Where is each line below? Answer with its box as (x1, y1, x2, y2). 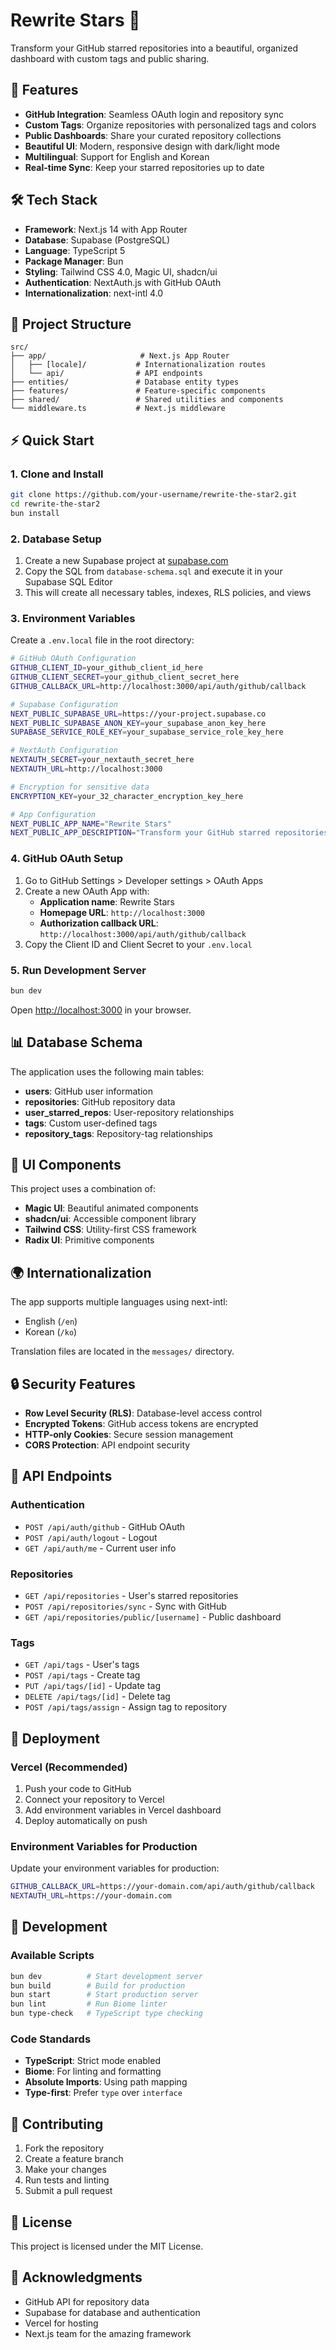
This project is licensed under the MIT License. (10, 2240, 204, 2252)
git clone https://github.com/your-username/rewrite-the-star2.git (10, 490, 298, 500)
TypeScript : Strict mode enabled (24, 2055, 161, 2067)
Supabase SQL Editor (24, 575, 113, 588)
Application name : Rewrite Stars (39, 895, 175, 908)
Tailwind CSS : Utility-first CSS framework (24, 1224, 197, 1236)
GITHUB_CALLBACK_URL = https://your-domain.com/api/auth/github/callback (10, 1882, 315, 1892)
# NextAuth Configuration (10, 745, 118, 756)
